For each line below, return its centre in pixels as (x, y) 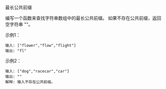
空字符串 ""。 (19, 24)
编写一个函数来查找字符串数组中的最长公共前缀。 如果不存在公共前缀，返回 (83, 18)
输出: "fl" (16, 51)
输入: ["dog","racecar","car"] (37, 71)
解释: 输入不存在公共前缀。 (30, 82)
